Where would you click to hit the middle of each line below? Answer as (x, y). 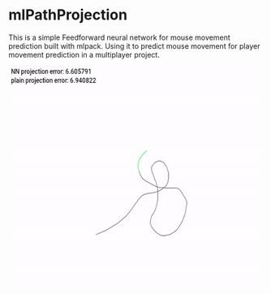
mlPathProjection (68, 15)
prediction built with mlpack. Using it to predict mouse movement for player (134, 45)
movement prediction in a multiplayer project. (84, 54)
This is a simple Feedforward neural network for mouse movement (120, 37)
